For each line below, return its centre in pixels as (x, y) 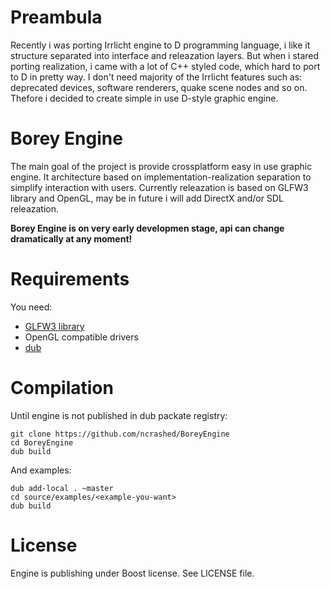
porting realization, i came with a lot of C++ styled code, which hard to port (165, 66)
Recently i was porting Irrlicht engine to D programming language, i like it (160, 45)
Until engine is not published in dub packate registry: (119, 415)
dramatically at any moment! (71, 238)
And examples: (41, 470)
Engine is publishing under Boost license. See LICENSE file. (132, 573)
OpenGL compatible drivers (81, 337)
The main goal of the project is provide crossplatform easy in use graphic (161, 166)
